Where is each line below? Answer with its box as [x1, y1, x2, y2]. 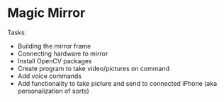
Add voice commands [17, 72, 82, 80]
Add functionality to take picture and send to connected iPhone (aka [17, 79, 218, 87]
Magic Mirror [7, 5, 86, 21]
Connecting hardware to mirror [17, 49, 108, 58]
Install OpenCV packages [17, 56, 92, 65]
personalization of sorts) [17, 87, 90, 95]
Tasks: [7, 28, 27, 37]
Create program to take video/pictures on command [17, 64, 170, 72]
